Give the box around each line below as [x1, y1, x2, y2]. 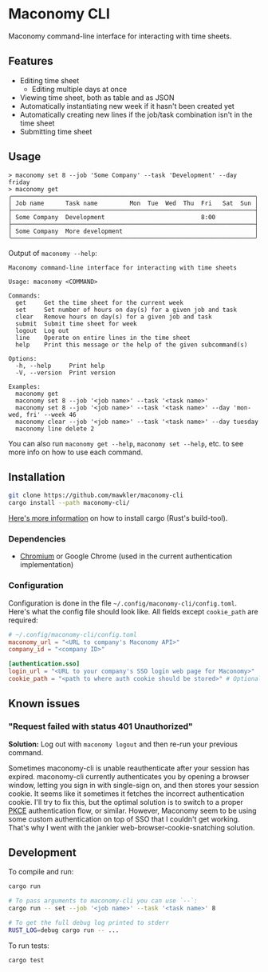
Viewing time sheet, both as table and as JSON [19, 93, 175, 102]
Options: [8, 354, 37, 362]
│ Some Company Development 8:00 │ [8, 213, 259, 221]
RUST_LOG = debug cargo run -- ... [8, 926, 120, 934]
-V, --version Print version [15, 369, 116, 377]
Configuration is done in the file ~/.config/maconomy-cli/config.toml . [8, 598, 238, 608]
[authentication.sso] [8, 660, 81, 668]
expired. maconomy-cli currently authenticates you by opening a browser [8, 771, 250, 781]
